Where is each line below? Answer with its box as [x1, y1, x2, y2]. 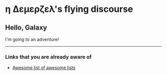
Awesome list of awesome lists [12, 65, 76, 71]
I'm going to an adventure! [5, 36, 59, 42]
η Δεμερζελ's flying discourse [5, 3, 133, 15]
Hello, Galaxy [5, 23, 47, 32]
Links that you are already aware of [5, 53, 92, 60]
